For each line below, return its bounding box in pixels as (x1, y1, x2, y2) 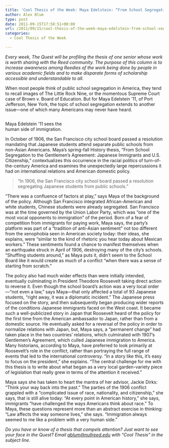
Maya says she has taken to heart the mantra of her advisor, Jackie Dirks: (5, 379, 158, 385)
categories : (5, 31, 30, 36)
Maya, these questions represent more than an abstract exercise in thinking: (5, 406, 163, 412)
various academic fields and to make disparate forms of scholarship (5, 70, 148, 76)
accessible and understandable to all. (5, 75, 84, 81)
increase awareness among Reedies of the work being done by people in (5, 64, 157, 71)
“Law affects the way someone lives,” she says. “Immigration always (5, 411, 147, 417)
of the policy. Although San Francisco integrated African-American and (5, 198, 152, 205)
